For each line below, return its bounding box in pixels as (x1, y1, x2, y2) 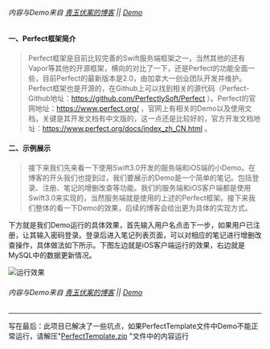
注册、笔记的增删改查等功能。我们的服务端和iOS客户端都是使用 (42, 183, 252, 193)
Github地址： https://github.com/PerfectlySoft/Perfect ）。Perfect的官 (27, 93, 256, 103)
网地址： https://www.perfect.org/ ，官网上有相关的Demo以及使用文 (27, 103, 252, 113)
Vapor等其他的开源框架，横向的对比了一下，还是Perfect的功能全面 (27, 63, 248, 72)
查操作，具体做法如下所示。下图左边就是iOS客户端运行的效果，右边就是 (8, 240, 246, 250)
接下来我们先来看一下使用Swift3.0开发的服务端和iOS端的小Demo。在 (27, 163, 256, 173)
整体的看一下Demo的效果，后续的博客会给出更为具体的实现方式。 (35, 203, 252, 213)
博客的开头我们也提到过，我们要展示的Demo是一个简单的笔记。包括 (27, 173, 252, 183)
